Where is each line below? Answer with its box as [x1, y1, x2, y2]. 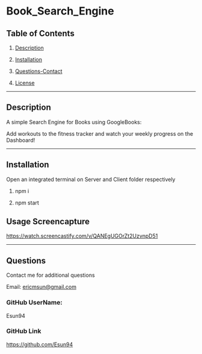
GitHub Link [6, 327, 41, 335]
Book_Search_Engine [6, 4, 114, 18]
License [14, 80, 35, 86]
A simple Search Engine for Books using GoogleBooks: [6, 118, 142, 125]
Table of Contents [6, 28, 75, 39]
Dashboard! [6, 136, 35, 144]
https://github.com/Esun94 [6, 341, 73, 348]
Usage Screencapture [6, 217, 90, 227]
